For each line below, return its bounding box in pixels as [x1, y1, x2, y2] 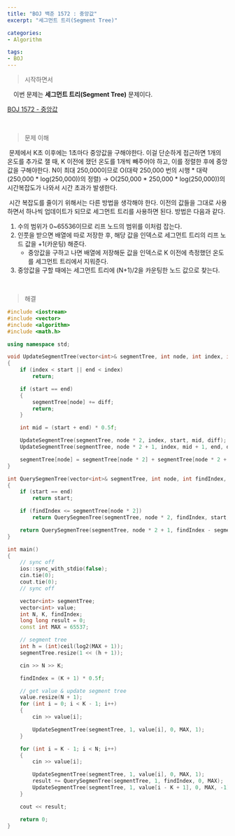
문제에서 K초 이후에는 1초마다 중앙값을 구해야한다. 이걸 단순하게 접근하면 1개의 [8, 149, 222, 156]
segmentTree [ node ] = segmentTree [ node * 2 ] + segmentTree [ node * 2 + [20, 456, 227, 463]
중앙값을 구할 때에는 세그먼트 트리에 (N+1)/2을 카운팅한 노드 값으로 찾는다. [17, 266, 220, 274]
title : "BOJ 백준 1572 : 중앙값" [7, 10, 98, 18]
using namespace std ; [7, 341, 71, 348]
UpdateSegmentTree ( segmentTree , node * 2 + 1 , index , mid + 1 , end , [20, 443, 224, 450]
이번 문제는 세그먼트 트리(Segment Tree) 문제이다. [13, 90, 153, 98]
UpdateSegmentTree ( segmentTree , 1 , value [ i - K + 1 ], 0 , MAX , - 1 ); [32, 784, 233, 791]
